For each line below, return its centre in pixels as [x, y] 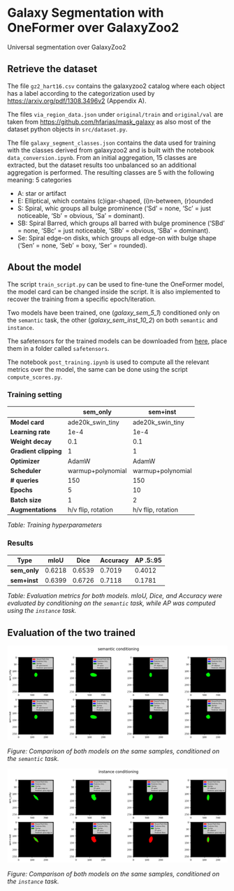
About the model [44, 267]
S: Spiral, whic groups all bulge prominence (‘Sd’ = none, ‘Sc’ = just [114, 208]
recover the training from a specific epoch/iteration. [81, 299]
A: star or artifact [42, 193]
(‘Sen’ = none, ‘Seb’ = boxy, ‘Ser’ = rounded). [82, 245]
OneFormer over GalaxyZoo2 [93, 28]
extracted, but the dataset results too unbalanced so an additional [102, 165]
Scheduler [25, 470]
